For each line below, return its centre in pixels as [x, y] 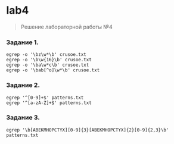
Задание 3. [23, 118]
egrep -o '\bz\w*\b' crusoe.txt [46, 55]
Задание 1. [22, 42]
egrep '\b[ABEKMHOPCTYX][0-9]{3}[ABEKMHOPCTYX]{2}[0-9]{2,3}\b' [88, 130]
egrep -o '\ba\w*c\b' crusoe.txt [48, 65]
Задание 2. [23, 85]
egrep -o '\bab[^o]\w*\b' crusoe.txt [53, 70]
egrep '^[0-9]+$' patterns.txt [45, 98]
